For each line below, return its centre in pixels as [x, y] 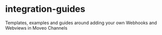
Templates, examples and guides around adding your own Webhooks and [81, 23]
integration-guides [45, 9]
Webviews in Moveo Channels [36, 28]
